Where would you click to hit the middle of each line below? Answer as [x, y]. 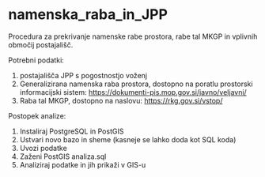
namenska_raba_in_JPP [88, 15]
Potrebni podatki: [36, 60]
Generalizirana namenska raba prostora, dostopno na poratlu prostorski [136, 84]
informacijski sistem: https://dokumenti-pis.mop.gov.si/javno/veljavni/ [133, 92]
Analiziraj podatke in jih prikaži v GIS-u [83, 164]
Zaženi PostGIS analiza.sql [63, 156]
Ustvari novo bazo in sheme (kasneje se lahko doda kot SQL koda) [128, 139]
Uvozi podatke [43, 148]
